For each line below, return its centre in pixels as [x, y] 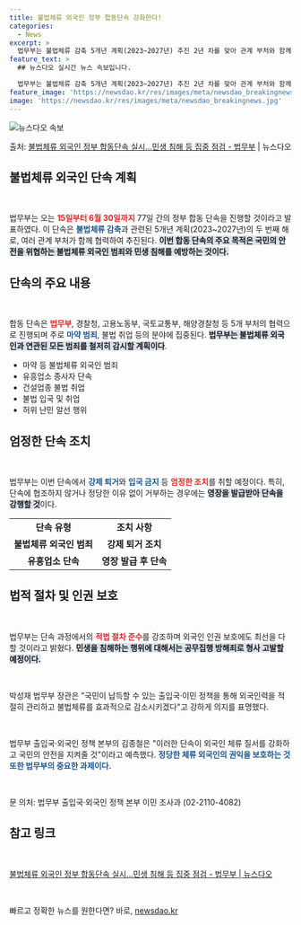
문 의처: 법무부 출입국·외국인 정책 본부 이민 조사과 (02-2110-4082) [125, 802]
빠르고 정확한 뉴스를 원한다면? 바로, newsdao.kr [94, 910]
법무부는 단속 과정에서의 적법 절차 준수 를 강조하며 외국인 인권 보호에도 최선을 [143, 636]
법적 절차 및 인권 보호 [64, 596]
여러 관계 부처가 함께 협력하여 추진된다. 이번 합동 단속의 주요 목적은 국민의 [149, 241]
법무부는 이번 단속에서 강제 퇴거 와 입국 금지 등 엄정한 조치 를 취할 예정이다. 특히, [147, 481]
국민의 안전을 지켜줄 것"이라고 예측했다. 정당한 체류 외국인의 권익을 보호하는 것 [155, 754]
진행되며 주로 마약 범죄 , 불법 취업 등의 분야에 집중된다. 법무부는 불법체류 [143, 335]
